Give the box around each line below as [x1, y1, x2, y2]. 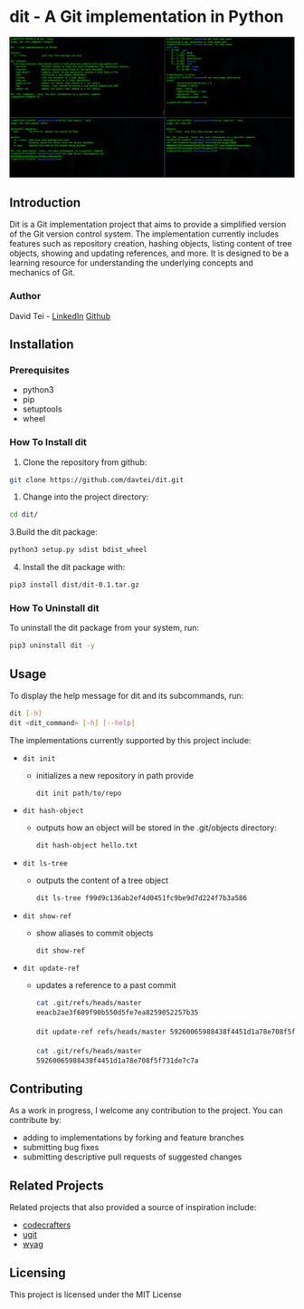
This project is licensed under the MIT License [9, 1289, 183, 1300]
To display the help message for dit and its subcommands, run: [9, 691, 244, 702]
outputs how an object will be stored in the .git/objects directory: [35, 822, 278, 833]
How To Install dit [9, 436, 88, 449]
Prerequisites [9, 364, 70, 376]
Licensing [9, 1265, 66, 1280]
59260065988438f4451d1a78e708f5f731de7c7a [35, 1056, 199, 1065]
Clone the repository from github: [22, 456, 147, 468]
